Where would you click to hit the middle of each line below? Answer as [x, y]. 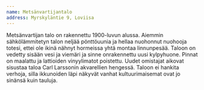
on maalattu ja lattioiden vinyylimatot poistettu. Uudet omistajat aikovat [95, 61]
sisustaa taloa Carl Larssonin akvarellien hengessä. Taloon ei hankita [93, 67]
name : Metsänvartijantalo [39, 12]
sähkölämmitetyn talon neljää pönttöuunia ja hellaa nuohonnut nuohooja [97, 41]
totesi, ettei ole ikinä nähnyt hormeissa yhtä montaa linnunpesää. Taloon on [101, 48]
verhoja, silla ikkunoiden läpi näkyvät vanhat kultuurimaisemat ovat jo [93, 74]
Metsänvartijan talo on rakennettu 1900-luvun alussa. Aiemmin [85, 35]
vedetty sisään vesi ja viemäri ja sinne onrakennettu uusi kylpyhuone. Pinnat [102, 54]
